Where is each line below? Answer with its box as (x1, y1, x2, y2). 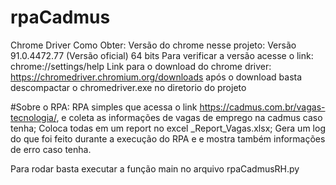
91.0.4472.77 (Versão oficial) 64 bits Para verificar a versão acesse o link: (10, 49, 314, 61)
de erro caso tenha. (10, 143, 92, 155)
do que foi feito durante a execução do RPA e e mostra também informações (10, 132, 326, 145)
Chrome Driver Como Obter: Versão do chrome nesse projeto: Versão (10, 39, 297, 51)
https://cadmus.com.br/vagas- (199, 101, 326, 113)
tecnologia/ (10, 111, 57, 123)
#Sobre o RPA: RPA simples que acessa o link (10, 101, 198, 113)
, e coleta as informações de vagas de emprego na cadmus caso (56, 111, 323, 123)
